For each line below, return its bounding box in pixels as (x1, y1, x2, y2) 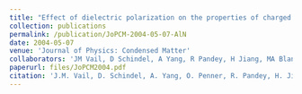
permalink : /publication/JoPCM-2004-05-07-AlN (9, 30, 187, 38)
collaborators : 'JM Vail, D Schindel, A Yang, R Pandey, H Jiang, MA (9, 55, 276, 64)
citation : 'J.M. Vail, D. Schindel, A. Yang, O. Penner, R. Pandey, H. (9, 72, 283, 81)
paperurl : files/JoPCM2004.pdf (9, 64, 127, 73)
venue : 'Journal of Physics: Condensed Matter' (9, 47, 191, 56)
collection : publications (9, 21, 106, 30)
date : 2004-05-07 (9, 38, 75, 47)
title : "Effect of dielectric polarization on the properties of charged (9, 13, 292, 22)
